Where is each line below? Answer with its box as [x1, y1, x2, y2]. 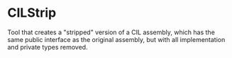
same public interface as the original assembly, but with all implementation [7, 35, 226, 43]
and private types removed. [7, 43, 88, 51]
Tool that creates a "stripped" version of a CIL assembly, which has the [7, 28, 215, 36]
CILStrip [7, 5, 57, 21]
